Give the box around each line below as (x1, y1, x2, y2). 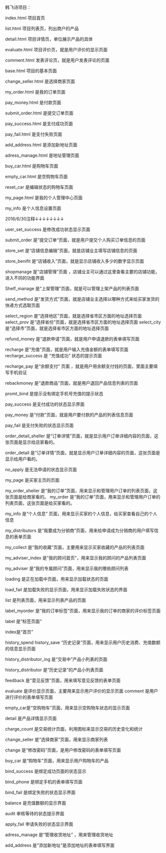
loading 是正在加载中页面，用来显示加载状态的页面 (5, 576, 109, 582)
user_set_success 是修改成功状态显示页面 (5, 226, 91, 232)
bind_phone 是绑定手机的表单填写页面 (5, 779, 83, 785)
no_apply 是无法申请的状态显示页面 (5, 467, 77, 472)
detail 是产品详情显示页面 (5, 716, 57, 721)
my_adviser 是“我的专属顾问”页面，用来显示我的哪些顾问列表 (5, 565, 129, 571)
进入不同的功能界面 (5, 275, 45, 281)
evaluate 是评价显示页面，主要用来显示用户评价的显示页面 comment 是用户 (5, 688, 159, 694)
